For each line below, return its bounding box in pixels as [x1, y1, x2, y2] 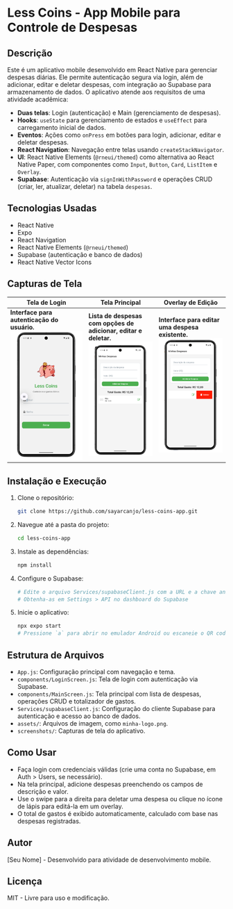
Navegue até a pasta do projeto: [17, 520, 110, 528]
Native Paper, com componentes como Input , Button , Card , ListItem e [17, 160, 218, 168]
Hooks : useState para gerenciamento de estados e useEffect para [17, 116, 207, 124]
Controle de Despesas [7, 19, 137, 35]
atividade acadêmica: [7, 95, 69, 103]
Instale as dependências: [17, 547, 89, 556]
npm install [17, 561, 52, 569]
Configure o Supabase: [17, 574, 84, 583]
